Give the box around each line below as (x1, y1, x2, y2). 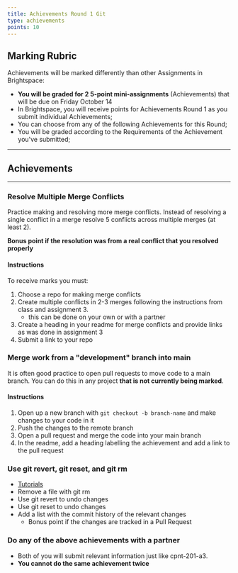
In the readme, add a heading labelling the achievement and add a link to (17, 439, 230, 447)
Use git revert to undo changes (17, 495, 108, 504)
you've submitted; (17, 135, 71, 144)
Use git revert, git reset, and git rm (7, 464, 127, 474)
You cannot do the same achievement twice (17, 559, 150, 567)
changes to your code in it (17, 416, 94, 424)
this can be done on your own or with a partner (28, 313, 166, 321)
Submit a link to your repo (17, 335, 93, 344)
